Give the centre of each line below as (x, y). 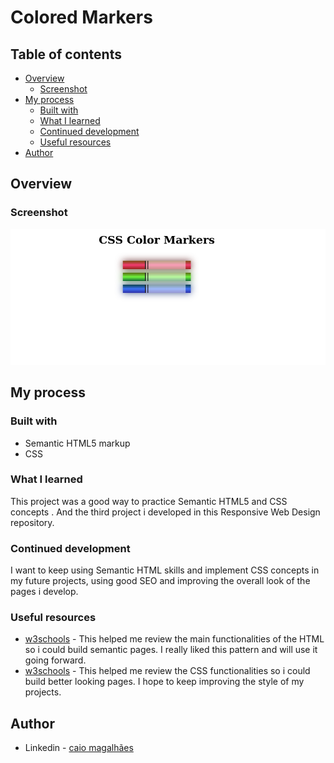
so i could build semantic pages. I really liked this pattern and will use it (171, 650)
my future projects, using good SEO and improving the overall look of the (160, 581)
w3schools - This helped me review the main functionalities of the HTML (174, 639)
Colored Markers (81, 17)
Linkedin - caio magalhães (79, 748)
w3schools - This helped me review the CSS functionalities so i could (167, 671)
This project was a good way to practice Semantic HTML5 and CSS (149, 501)
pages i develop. (44, 592)
